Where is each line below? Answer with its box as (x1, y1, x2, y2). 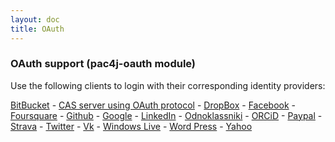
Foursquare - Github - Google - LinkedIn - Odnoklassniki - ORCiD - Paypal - (10, 109, 323, 121)
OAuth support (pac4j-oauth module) (10, 57, 197, 71)
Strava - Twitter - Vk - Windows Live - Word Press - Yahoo (10, 120, 253, 132)
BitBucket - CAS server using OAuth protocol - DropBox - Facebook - (10, 99, 297, 111)
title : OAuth (10, 24, 65, 34)
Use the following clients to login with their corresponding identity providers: (10, 79, 326, 91)
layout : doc (10, 14, 60, 25)
